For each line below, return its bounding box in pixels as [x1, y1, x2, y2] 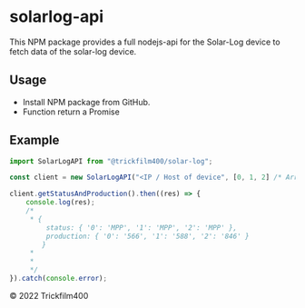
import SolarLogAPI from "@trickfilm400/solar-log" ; [9, 156, 213, 165]
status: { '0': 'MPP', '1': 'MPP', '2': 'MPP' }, [45, 223, 238, 233]
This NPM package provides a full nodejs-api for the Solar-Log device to [9, 36, 280, 47]
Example [9, 133, 60, 148]
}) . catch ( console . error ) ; [9, 274, 107, 283]
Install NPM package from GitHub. [22, 96, 151, 107]
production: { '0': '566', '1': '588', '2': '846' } [45, 232, 250, 241]
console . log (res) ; [25, 198, 95, 207]
